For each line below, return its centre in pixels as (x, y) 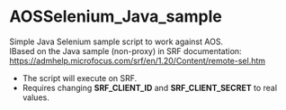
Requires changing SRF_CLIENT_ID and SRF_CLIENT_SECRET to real (149, 87)
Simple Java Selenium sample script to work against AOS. (116, 41)
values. (36, 97)
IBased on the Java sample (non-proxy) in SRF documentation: (125, 50)
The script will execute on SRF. (80, 78)
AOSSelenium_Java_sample (116, 17)
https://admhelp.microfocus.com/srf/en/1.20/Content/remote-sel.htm (138, 60)
